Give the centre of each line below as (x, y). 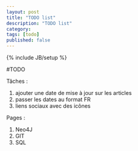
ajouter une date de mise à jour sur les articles (74, 93)
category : (19, 29)
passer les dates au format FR (53, 99)
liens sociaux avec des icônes (53, 106)
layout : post (23, 12)
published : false (28, 40)
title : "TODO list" (31, 18)
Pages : (16, 118)
